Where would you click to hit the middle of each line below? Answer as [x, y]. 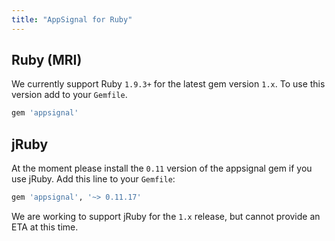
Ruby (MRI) [47, 60]
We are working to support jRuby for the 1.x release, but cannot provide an [166, 216]
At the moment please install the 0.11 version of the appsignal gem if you [162, 168]
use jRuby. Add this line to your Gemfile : [93, 179]
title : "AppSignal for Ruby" [72, 19]
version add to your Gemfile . [69, 95]
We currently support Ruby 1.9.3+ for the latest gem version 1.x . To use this [168, 84]
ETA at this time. [45, 227]
